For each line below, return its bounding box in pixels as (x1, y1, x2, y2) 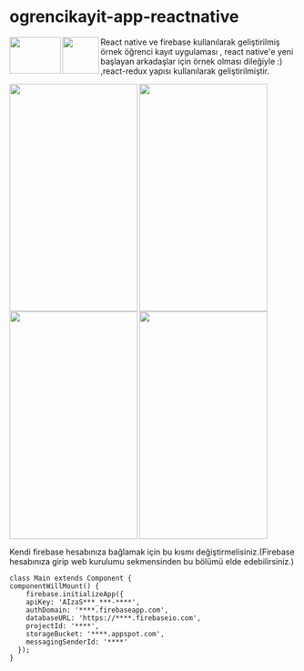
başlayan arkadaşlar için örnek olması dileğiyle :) (100, 56, 283, 66)
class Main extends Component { (9, 574, 132, 583)
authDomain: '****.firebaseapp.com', (25, 605, 169, 615)
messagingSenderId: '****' (25, 637, 128, 646)
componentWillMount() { (9, 581, 100, 591)
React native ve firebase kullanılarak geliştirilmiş (100, 36, 280, 47)
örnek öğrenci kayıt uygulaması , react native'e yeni (100, 46, 294, 56)
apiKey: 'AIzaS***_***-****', (25, 597, 141, 606)
